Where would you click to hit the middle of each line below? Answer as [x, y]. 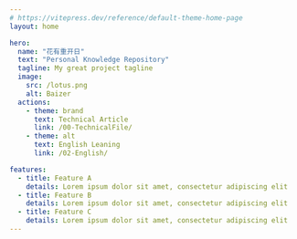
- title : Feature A [55, 178]
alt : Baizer [48, 94]
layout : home [34, 26]
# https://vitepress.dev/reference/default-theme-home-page [127, 18]
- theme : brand [55, 110]
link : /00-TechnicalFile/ [83, 128]
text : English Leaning [77, 145]
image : [30, 77]
